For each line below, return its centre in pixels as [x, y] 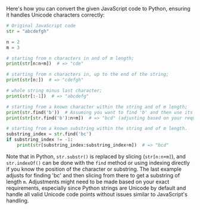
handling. [18, 201]
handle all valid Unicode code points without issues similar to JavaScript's [97, 194]
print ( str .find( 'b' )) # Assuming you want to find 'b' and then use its [100, 112]
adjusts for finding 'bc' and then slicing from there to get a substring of [93, 175]
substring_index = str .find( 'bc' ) [49, 134]
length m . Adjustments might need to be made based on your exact [88, 182]
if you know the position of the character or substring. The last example [94, 169]
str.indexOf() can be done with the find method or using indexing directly [98, 163]
